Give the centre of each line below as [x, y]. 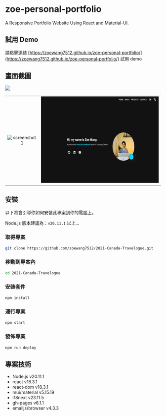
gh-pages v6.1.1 [28, 403]
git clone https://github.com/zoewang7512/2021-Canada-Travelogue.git [79, 248]
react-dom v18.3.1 [30, 387]
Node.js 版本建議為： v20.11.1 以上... [42, 223]
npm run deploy [21, 348]
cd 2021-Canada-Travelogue [33, 273]
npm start [15, 323]
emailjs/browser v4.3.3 [36, 408]
